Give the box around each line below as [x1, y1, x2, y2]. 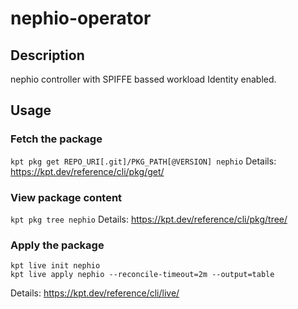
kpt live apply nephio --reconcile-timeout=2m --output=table [10, 270, 275, 280]
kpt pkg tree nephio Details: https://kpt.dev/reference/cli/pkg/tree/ [10, 213, 288, 225]
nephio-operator [10, 7, 152, 30]
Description [10, 47, 85, 64]
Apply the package [10, 238, 105, 252]
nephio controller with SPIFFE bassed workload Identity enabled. [10, 73, 277, 85]
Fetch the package [10, 132, 103, 146]
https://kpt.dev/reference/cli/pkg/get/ [10, 165, 165, 177]
